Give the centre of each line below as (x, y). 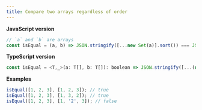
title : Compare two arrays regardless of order (67, 12)
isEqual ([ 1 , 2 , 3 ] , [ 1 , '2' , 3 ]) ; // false (62, 101)
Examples (19, 79)
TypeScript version (31, 57)
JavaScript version (30, 29)
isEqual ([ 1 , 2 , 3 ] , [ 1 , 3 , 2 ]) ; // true (58, 96)
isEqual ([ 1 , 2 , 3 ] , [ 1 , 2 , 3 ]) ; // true (58, 90)
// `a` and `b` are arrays (40, 39)
